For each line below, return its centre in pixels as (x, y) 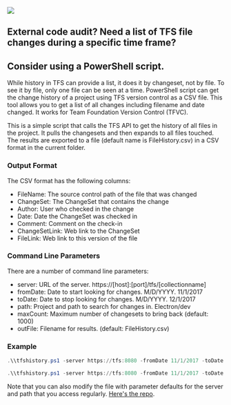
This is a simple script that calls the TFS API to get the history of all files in (112, 126)
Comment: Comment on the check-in (70, 223)
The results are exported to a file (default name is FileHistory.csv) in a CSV (113, 140)
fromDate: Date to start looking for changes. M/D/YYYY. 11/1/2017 (110, 292)
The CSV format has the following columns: (69, 180)
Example (22, 346)
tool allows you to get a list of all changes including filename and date (106, 105)
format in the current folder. (47, 148)
